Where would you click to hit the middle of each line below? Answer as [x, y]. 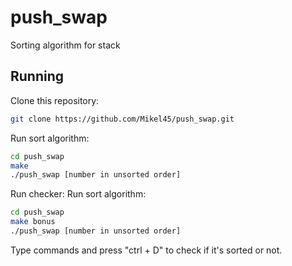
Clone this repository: [55, 100]
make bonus [33, 222]
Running [37, 76]
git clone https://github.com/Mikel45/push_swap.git [122, 119]
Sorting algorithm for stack [65, 45]
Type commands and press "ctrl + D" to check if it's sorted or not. [146, 250]
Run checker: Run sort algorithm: [78, 194]
